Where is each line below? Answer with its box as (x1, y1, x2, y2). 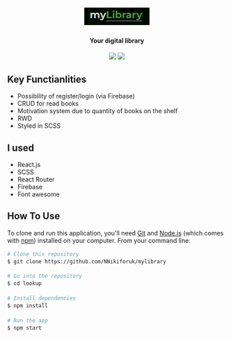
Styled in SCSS (17, 122, 61, 130)
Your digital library (89, 36, 145, 45)
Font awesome (17, 190, 61, 198)
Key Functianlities (7, 73, 87, 85)
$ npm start (7, 324, 42, 331)
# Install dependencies (7, 295, 77, 302)
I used (7, 142, 35, 154)
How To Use (7, 210, 61, 222)
